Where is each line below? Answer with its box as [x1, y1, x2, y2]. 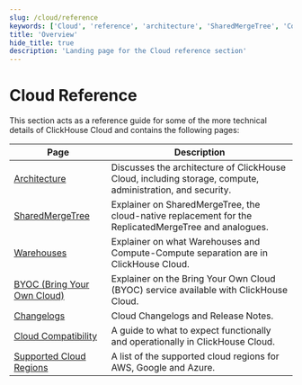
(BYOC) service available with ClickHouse [111, 284, 289, 297]
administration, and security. [111, 184, 232, 196]
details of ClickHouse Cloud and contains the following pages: [9, 125, 240, 136]
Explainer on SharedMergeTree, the [111, 199, 261, 211]
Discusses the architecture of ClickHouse [111, 161, 286, 174]
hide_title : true [9, 38, 75, 48]
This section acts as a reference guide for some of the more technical [9, 115, 268, 126]
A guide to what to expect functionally [111, 325, 271, 337]
